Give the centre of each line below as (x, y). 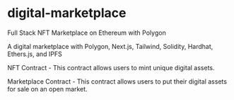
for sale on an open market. (47, 89)
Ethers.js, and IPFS (35, 54)
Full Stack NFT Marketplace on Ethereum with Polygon (87, 33)
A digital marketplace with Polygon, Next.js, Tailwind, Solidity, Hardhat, (110, 46)
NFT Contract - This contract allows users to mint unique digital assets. (111, 67)
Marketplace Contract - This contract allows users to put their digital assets (117, 81)
